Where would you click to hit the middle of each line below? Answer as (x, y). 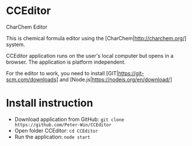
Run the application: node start (52, 137)
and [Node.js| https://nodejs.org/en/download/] (116, 79)
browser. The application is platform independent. (66, 62)
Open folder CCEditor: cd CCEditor (56, 130)
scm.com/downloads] (32, 79)
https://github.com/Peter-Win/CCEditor (63, 125)
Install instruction (50, 103)
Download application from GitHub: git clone (69, 119)
